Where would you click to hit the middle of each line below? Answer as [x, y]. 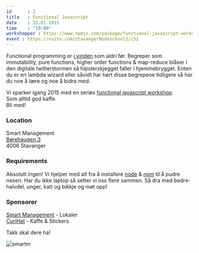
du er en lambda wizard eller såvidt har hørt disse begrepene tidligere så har [99, 75]
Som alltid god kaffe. [31, 99]
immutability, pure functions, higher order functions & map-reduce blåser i [97, 62]
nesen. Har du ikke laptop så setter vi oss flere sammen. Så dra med [89, 180]
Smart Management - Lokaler [42, 215]
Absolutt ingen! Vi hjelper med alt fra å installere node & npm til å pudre [93, 174]
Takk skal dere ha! [28, 232]
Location [19, 120]
